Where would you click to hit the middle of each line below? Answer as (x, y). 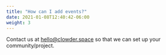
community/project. (31, 46)
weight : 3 (19, 22)
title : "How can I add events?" (46, 12)
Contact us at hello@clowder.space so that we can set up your (83, 40)
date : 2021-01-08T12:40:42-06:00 (48, 17)
